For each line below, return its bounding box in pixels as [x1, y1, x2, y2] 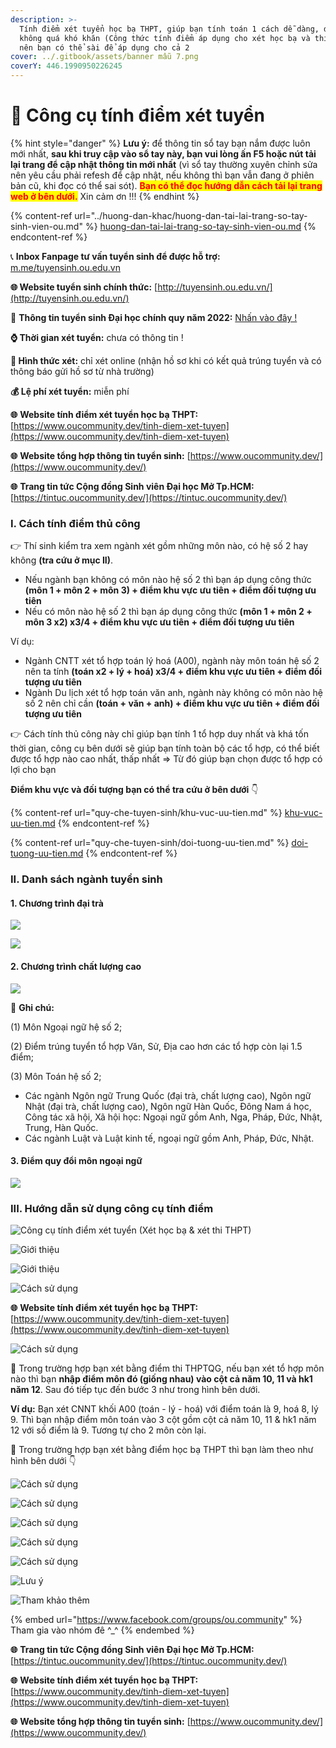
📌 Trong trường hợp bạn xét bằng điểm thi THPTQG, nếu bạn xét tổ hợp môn [10, 1362, 325, 1375]
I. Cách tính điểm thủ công [10, 516, 141, 530]
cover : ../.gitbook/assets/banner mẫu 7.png [10, 52, 199, 62]
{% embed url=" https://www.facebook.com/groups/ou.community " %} [10, 1614, 303, 1626]
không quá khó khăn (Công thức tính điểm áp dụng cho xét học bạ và [19, 33, 311, 43]
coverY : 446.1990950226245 [10, 61, 123, 71]
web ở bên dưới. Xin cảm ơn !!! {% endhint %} [10, 190, 200, 202]
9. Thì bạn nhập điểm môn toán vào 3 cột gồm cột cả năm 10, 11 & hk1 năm [10, 1414, 317, 1426]
